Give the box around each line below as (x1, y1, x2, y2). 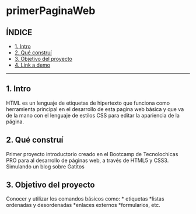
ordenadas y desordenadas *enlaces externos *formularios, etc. (6, 202, 160, 209)
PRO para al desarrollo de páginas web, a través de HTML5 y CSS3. (6, 157, 169, 164)
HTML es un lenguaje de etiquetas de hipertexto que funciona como (6, 99, 170, 106)
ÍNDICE (6, 27, 33, 37)
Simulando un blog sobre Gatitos (6, 163, 85, 170)
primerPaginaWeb (6, 4, 96, 18)
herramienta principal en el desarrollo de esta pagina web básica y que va (6, 105, 184, 112)
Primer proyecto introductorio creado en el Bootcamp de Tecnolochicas (6, 150, 178, 157)
